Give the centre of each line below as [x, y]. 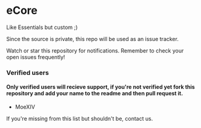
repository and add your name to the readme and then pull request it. [95, 94]
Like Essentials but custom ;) [42, 27]
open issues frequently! [36, 57]
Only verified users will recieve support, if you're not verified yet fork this [100, 87]
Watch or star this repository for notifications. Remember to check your [95, 50]
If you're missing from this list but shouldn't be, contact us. [80, 119]
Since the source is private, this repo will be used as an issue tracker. [92, 39]
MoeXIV [25, 107]
